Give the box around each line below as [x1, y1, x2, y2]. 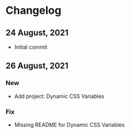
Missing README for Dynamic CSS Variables [14, 121, 125, 128]
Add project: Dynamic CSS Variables [14, 93, 105, 100]
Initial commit [14, 43, 48, 50]
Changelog [5, 4, 62, 17]
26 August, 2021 [5, 61, 69, 71]
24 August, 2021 [5, 28, 69, 38]
